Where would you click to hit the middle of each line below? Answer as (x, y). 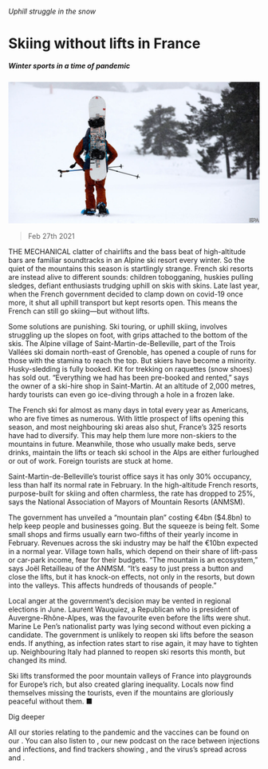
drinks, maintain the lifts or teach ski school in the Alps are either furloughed (134, 452)
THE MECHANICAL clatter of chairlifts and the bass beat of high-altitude (127, 252)
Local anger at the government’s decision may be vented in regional (120, 601)
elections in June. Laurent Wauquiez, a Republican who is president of (124, 610)
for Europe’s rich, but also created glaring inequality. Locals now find (121, 684)
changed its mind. (38, 660)
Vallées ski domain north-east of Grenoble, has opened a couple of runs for (132, 353)
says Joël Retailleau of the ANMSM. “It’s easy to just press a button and (126, 568)
